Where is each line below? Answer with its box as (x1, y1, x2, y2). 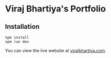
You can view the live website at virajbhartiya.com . (5, 48, 107, 53)
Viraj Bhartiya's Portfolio (5, 3, 106, 14)
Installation (5, 23, 40, 31)
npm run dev (5, 39, 29, 44)
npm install (5, 35, 29, 40)
